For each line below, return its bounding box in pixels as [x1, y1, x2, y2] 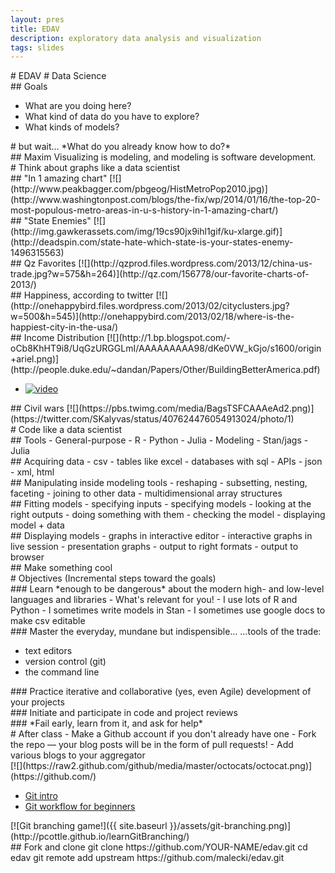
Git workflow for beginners [24, 801, 136, 813]
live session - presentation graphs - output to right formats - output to [10, 541, 299, 553]
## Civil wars [10, 402, 65, 415]
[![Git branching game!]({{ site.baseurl [10, 820, 168, 832]
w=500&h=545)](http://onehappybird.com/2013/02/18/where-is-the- [10, 311, 295, 323]
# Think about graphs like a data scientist [10, 162, 181, 174]
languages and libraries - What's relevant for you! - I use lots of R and [10, 594, 298, 606]
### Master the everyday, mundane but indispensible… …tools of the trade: [10, 626, 322, 638]
